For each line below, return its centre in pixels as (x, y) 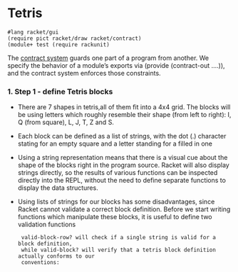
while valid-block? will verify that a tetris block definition (118, 250)
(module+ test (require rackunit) (59, 44)
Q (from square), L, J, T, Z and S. (66, 122)
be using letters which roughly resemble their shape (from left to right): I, (124, 115)
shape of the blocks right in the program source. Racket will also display (123, 165)
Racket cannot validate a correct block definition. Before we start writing (124, 209)
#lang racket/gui (33, 32)
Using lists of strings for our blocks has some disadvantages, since (116, 202)
